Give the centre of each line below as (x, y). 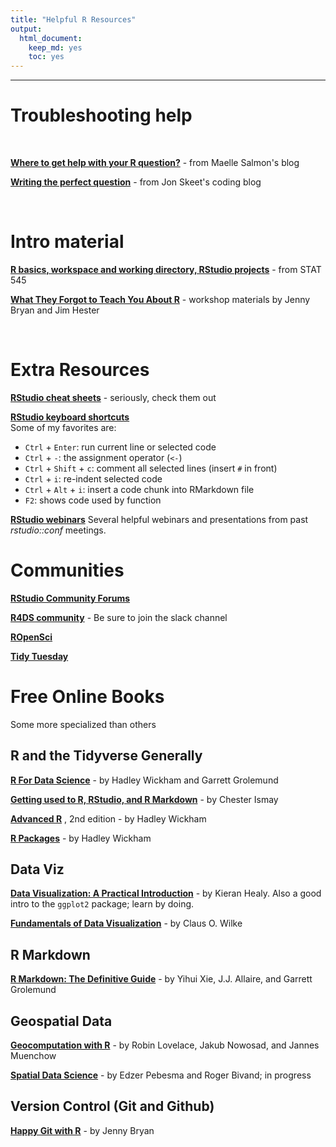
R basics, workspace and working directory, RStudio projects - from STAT (166, 269)
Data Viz (37, 869)
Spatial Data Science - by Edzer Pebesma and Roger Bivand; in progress (161, 1075)
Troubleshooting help (101, 115)
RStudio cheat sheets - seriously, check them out (113, 397)
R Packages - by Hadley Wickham (81, 838)
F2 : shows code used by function (93, 500)
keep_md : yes (55, 47)
